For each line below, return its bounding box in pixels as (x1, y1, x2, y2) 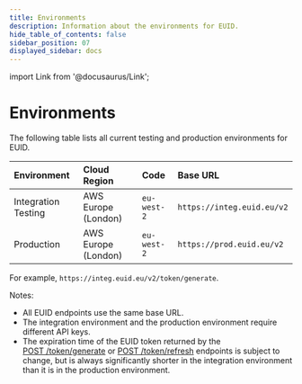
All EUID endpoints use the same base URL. (22, 308, 184, 318)
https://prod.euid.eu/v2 (177, 239, 284, 250)
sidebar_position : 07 (9, 38, 91, 48)
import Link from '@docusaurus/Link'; (9, 71, 150, 82)
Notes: (9, 290, 34, 301)
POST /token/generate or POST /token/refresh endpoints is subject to (22, 345, 280, 356)
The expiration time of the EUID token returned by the (22, 336, 222, 347)
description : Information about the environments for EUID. (9, 22, 240, 31)
